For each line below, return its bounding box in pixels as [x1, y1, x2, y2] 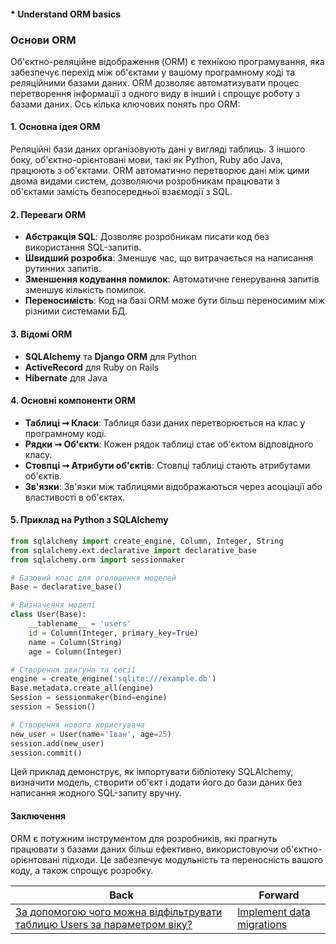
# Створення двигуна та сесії [10, 665, 137, 675]
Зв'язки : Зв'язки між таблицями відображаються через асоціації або [24, 480, 323, 492]
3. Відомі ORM [10, 328, 73, 340]
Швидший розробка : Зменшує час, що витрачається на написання [24, 252, 314, 264]
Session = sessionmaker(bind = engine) [10, 693, 168, 703]
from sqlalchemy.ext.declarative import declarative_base [10, 545, 257, 555]
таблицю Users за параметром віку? [15, 917, 193, 931]
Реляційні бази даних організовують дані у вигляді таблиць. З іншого [10, 143, 306, 155]
